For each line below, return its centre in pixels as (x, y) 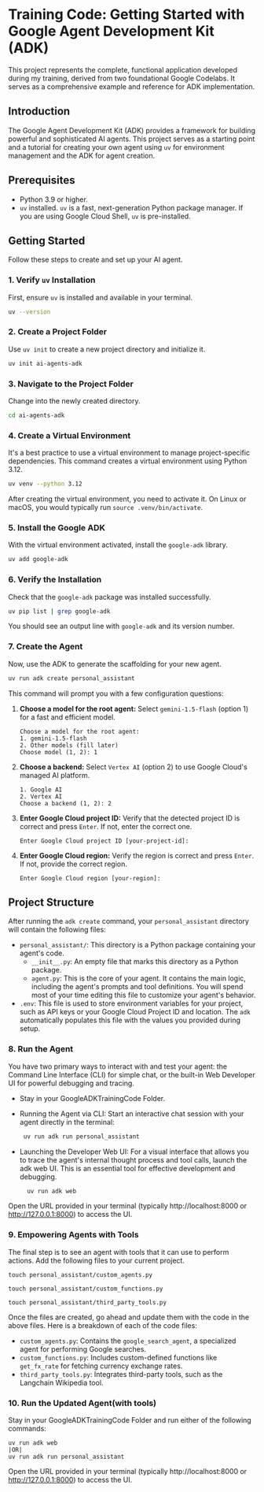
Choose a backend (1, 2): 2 (65, 803)
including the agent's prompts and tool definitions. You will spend (137, 987)
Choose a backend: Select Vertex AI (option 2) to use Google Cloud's (133, 767)
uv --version (29, 312)
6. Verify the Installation (55, 579)
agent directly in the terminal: (67, 1122)
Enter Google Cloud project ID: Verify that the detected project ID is (130, 818)
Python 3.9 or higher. (53, 199)
